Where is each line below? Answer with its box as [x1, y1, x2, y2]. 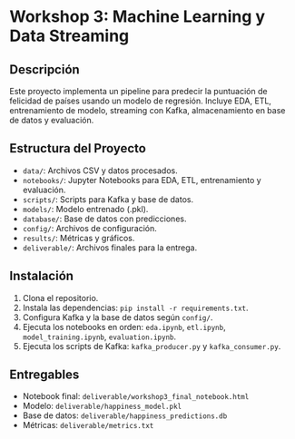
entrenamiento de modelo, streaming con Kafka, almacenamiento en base [9, 105, 286, 115]
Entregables [9, 367, 80, 383]
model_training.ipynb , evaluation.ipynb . [22, 331, 177, 342]
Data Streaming [9, 25, 130, 46]
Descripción [9, 62, 80, 77]
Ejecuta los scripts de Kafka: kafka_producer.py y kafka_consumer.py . [22, 340, 281, 351]
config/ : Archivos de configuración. [22, 222, 157, 233]
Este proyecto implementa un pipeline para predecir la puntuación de [9, 86, 268, 96]
